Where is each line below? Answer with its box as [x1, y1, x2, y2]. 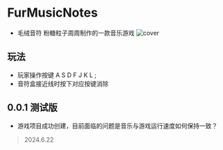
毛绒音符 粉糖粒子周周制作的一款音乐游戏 [17, 28, 135, 37]
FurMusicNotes [7, 5, 98, 21]
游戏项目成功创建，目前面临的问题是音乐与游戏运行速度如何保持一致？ [17, 122, 218, 130]
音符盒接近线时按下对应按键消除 [17, 79, 109, 87]
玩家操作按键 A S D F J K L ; [17, 71, 97, 79]
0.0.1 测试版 [7, 102, 57, 114]
